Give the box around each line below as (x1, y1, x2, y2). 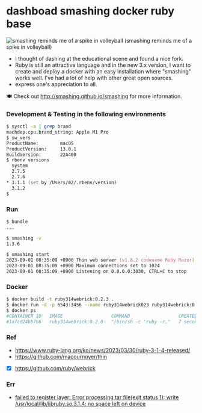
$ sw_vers (6, 134, 31, 141)
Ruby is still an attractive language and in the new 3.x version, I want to (14, 61, 191, 69)
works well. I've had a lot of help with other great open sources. (14, 74, 173, 81)
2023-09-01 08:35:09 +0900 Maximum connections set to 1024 (6, 263, 161, 269)
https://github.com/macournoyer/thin (14, 353, 107, 360)
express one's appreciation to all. (14, 80, 97, 88)
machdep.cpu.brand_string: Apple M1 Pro (6, 129, 109, 135)
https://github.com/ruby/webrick (14, 364, 96, 371)
